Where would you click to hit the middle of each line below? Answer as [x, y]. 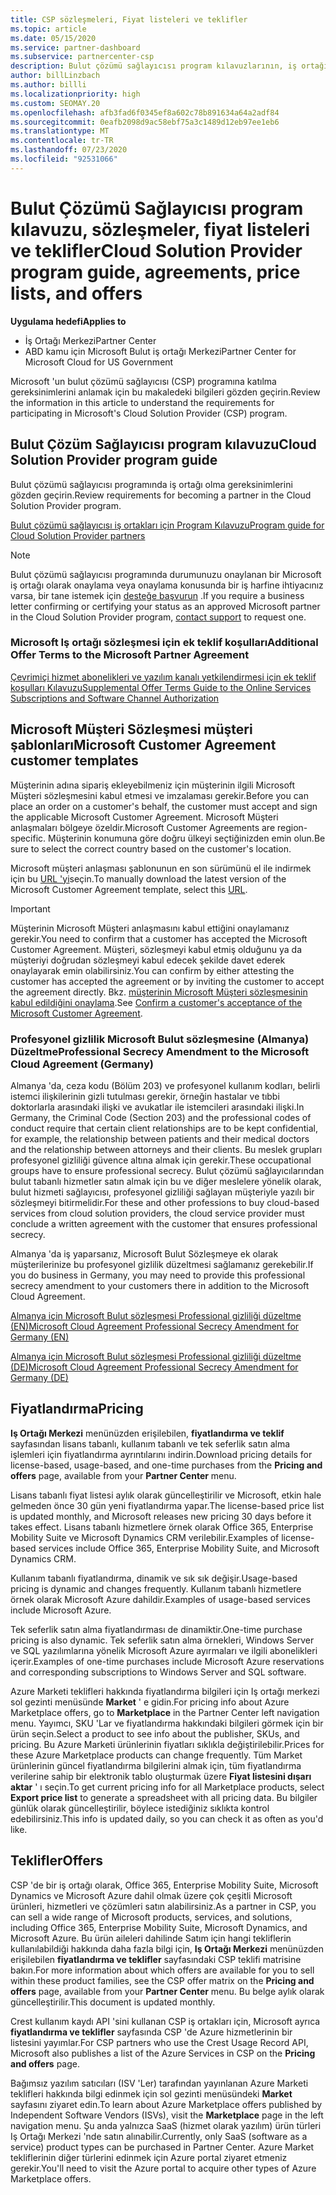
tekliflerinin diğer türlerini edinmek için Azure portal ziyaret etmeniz [149, 2157]
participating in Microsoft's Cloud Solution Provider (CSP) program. [149, 413]
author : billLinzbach [55, 76]
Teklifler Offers [56, 1861]
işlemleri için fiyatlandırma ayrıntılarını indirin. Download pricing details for [161, 1454]
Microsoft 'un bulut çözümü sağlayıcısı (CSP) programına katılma [143, 381]
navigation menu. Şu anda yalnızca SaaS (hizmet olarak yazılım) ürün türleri [166, 2125]
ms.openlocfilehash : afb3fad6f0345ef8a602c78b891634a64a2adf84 [145, 112]
